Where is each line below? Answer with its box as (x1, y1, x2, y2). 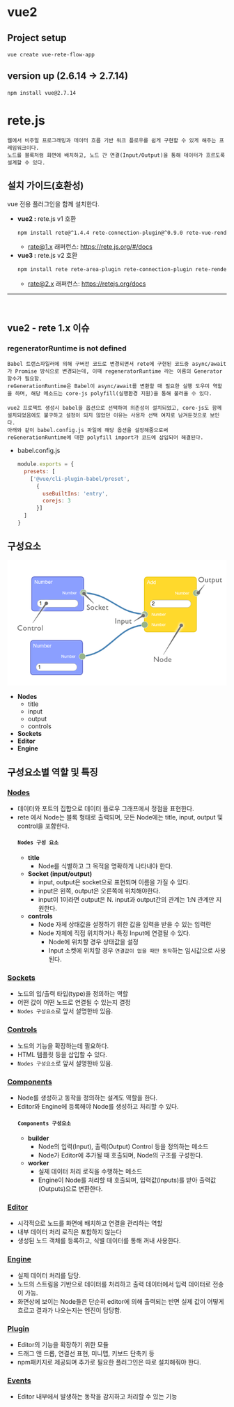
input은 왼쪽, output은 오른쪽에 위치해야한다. (38, 886, 161, 895)
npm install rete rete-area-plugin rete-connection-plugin (17, 266, 193, 273)
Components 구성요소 (17, 1120, 72, 1127)
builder (27, 1134, 49, 1143)
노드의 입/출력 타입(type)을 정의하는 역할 (17, 990, 129, 998)
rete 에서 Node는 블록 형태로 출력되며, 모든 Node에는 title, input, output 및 (17, 813, 224, 821)
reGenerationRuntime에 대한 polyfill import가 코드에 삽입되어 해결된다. (7, 434, 204, 441)
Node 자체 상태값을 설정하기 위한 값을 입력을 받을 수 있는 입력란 (38, 921, 212, 929)
